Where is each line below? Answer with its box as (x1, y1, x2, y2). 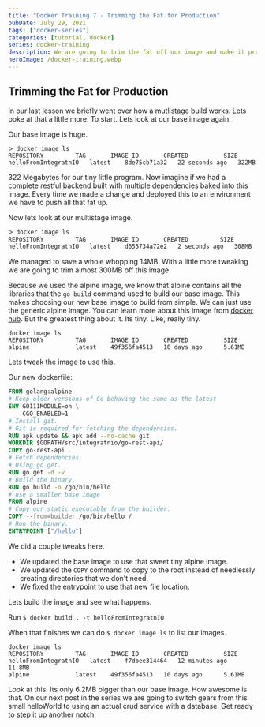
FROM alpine (8, 498, 47, 506)
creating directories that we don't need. (19, 573, 148, 583)
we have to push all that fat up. (8, 197, 109, 207)
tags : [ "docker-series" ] (8, 26, 90, 34)
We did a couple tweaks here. (8, 542, 105, 551)
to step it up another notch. (8, 710, 97, 719)
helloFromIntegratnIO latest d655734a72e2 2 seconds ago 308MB (8, 242, 252, 251)
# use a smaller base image (8, 490, 101, 498)
